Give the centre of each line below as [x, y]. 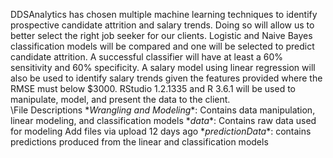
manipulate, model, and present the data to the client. [120, 99]
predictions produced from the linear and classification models [139, 142]
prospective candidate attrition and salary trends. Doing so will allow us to [162, 25]
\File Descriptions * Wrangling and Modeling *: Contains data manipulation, [163, 110]
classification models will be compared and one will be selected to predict [162, 46]
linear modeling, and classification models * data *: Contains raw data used [163, 120]
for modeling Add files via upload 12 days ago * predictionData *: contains [161, 131]
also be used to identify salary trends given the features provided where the [166, 78]
